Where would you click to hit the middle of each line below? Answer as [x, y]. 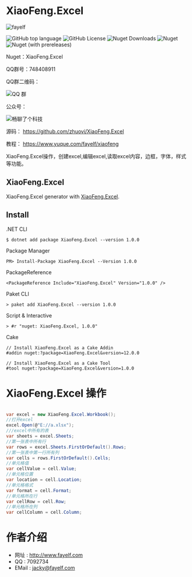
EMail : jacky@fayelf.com [45, 568]
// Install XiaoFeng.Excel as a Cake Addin [60, 348]
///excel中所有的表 [27, 431]
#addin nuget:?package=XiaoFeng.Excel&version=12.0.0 [73, 353]
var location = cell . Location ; [44, 480]
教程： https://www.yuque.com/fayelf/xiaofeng [62, 144]
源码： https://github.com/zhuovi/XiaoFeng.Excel [65, 131]
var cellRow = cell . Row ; [36, 501]
